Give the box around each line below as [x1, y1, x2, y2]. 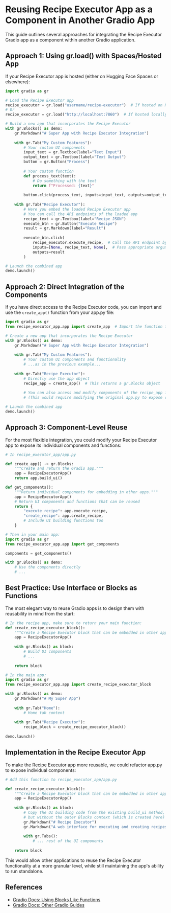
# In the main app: [5, 672, 47, 678]
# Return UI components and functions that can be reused [14, 499, 140, 504]
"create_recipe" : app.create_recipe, [23, 513, 103, 518]
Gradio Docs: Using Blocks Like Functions [12, 896, 101, 903]
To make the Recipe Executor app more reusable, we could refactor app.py [5, 762, 162, 768]
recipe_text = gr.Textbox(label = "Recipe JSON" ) [23, 216, 126, 221]
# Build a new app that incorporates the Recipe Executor [5, 121, 131, 126]
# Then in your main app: [5, 532, 60, 537]
